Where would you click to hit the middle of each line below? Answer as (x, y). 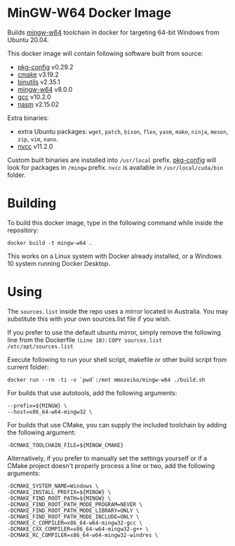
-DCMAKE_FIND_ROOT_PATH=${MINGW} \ (59, 498)
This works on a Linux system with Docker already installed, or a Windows (115, 256)
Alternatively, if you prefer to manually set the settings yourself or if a (107, 458)
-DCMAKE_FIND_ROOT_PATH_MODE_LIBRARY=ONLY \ (73, 510)
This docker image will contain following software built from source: (105, 53)
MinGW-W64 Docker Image (89, 13)
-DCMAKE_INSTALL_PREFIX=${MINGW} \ (59, 492)
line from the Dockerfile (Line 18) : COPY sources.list (85, 340)
